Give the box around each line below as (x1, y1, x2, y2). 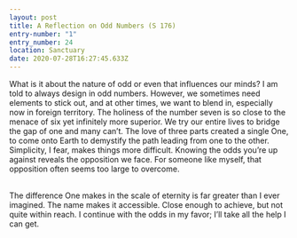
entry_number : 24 (9, 37, 74, 47)
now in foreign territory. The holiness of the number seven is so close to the (9, 107, 286, 117)
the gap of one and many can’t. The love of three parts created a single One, (9, 126, 289, 136)
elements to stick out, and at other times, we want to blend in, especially (9, 98, 273, 107)
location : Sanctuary (9, 46, 86, 55)
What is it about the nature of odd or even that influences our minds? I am (9, 79, 278, 89)
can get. (9, 218, 40, 229)
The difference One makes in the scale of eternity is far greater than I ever (9, 190, 280, 201)
